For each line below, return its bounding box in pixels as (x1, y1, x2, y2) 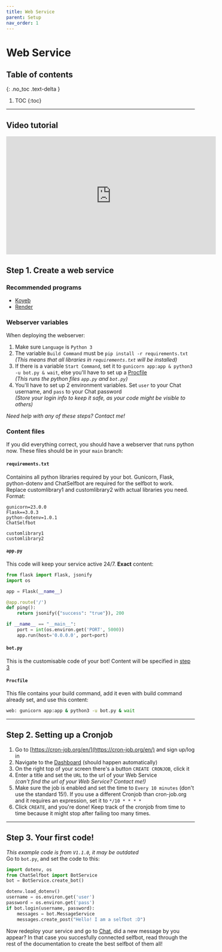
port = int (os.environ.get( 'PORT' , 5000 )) (17, 627, 124, 633)
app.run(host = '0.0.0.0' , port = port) (17, 632, 109, 638)
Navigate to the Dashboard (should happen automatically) (14, 758, 158, 765)
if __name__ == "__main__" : (6, 621, 77, 627)
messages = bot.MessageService (17, 911, 95, 917)
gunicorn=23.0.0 (6, 504, 47, 510)
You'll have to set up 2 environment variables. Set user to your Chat (14, 382, 181, 389)
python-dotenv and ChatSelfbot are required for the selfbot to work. (6, 479, 174, 486)
